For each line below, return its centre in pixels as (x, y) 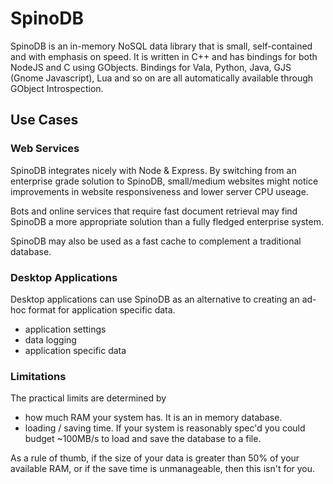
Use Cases (44, 120)
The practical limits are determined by (88, 398)
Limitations (38, 376)
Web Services (45, 149)
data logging (50, 339)
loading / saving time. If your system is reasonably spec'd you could (165, 428)
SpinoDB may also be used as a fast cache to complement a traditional (156, 241)
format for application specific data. (102, 309)
